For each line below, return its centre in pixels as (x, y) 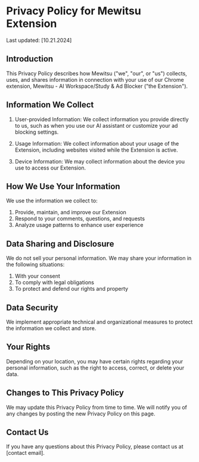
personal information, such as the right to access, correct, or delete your (95, 368)
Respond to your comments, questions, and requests (80, 218)
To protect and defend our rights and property (71, 289)
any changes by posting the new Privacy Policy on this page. (81, 414)
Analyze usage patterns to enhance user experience (79, 225)
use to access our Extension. (50, 168)
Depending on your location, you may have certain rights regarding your (95, 361)
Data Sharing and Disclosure (60, 244)
